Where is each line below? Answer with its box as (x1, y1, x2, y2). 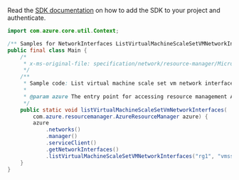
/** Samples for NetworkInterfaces (7, 40, 113, 47)
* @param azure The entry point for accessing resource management (23, 92, 228, 100)
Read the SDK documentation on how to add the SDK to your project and (7, 6, 221, 14)
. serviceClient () (45, 139, 97, 147)
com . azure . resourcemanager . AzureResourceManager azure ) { (33, 113, 208, 120)
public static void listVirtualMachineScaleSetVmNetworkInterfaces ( (20, 106, 228, 113)
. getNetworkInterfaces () (45, 146, 119, 153)
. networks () (45, 126, 81, 134)
